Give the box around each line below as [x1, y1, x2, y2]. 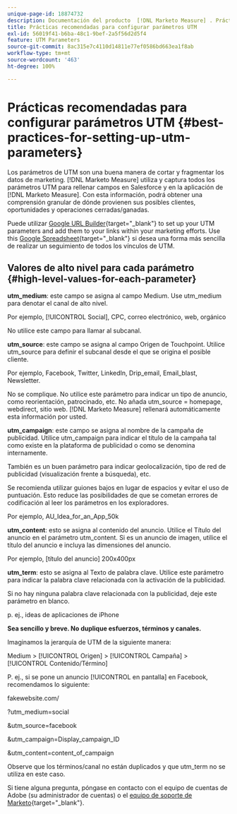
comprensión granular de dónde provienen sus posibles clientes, [7, 198, 196, 206]
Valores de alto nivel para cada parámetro [7, 262, 195, 274]
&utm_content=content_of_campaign [7, 749, 114, 758]
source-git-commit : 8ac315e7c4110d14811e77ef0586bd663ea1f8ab [7, 43, 194, 50]
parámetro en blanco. [7, 597, 70, 606]
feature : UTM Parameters [7, 37, 80, 44]
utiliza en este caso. [7, 770, 66, 779]
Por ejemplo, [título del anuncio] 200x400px [7, 555, 136, 563]
